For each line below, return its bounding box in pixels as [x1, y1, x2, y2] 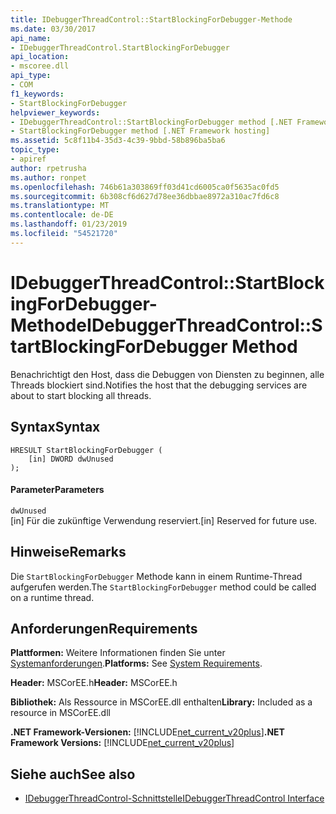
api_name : [10, 33, 52, 43]
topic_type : [10, 145, 60, 155]
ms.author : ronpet [10, 172, 87, 183]
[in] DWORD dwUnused [28, 454, 114, 464]
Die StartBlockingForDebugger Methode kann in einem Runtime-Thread [10, 570, 303, 582]
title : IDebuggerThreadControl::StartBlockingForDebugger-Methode [10, 14, 293, 25]
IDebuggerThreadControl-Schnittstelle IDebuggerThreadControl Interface [24, 792, 325, 805]
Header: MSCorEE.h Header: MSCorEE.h [10, 677, 178, 689]
